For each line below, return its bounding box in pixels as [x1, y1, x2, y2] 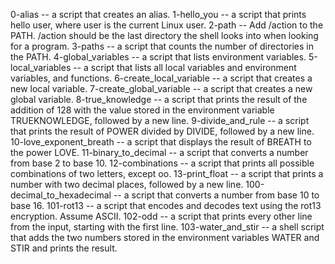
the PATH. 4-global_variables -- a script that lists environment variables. [10, 51, 307, 63]
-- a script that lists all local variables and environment [73, 62, 297, 73]
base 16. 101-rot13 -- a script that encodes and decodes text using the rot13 [10, 200, 322, 211]
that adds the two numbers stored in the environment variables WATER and [10, 232, 320, 243]
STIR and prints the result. [10, 242, 118, 254]
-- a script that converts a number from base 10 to [113, 189, 320, 201]
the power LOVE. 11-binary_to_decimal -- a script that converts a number [10, 147, 309, 158]
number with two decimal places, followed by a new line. [10, 179, 244, 190]
